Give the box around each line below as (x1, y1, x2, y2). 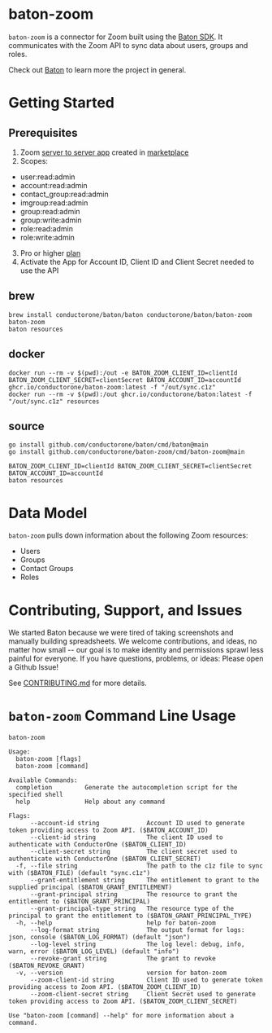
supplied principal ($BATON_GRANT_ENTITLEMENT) (8, 883, 173, 892)
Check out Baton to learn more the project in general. (8, 64, 187, 74)
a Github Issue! (8, 662, 59, 672)
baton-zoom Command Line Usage (8, 706, 236, 725)
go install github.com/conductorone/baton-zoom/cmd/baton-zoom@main (8, 448, 245, 456)
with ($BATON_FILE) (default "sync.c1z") (8, 869, 151, 877)
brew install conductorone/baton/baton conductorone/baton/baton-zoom (8, 310, 253, 319)
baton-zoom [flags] (15, 755, 82, 763)
